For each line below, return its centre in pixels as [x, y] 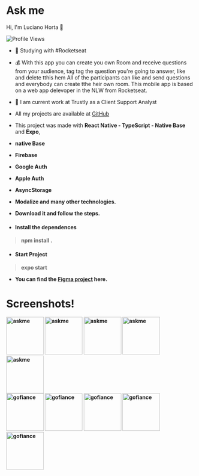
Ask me [25, 11]
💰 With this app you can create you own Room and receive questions [101, 62]
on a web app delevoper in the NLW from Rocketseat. [81, 90]
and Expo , [28, 131]
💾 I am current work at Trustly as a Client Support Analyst [86, 102]
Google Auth [31, 167]
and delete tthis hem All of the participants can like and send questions [102, 77]
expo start [34, 268]
